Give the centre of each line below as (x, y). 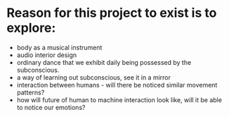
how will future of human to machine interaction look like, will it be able (119, 99)
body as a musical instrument (59, 47)
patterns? (31, 92)
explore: (31, 28)
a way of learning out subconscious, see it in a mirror (94, 77)
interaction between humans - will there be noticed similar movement (117, 85)
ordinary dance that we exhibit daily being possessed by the (104, 62)
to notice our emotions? (51, 107)
